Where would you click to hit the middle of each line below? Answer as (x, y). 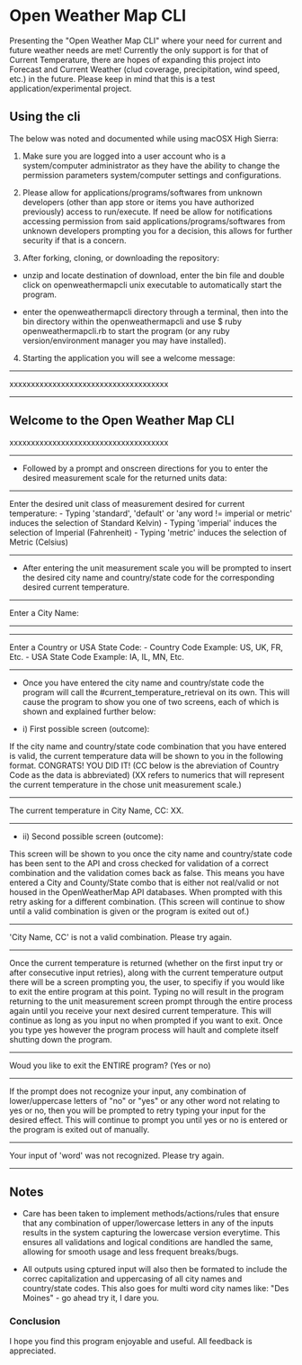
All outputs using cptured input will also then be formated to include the (155, 1270)
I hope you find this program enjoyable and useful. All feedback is (131, 1341)
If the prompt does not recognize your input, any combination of (128, 1091)
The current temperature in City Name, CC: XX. (97, 810)
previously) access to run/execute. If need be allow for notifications (147, 212)
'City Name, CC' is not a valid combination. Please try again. (120, 936)
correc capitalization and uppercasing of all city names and (132, 1279)
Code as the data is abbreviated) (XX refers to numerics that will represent (147, 774)
